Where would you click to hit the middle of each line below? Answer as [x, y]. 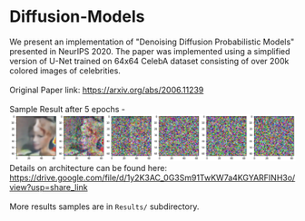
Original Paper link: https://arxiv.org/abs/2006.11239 [107, 90]
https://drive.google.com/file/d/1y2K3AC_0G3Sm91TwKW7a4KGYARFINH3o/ [152, 178]
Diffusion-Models [77, 17]
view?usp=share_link [49, 187]
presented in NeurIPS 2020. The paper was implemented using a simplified [150, 51]
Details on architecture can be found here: [89, 168]
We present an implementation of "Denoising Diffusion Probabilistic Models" [152, 42]
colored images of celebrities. [65, 71]
